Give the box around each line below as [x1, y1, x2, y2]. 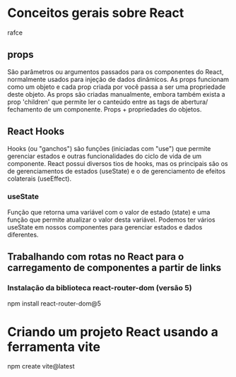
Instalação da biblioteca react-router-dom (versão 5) [7, 283, 192, 293]
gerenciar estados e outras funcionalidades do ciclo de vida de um [7, 152, 202, 160]
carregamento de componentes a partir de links [7, 262, 221, 274]
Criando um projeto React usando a [7, 323, 219, 340]
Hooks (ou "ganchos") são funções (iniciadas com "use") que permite [7, 144, 211, 152]
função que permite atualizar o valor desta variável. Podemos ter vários [7, 215, 216, 224]
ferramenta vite [7, 339, 101, 354]
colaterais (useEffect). [7, 174, 72, 183]
